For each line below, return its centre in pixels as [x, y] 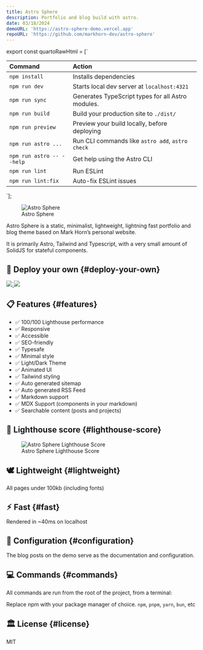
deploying [87, 131]
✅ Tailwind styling [37, 376]
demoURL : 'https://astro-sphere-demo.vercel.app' [70, 29]
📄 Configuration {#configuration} [70, 541]
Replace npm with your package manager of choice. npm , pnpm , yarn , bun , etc [101, 604]
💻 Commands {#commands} [62, 575]
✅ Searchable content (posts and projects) [68, 410]
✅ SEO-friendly [34, 342]
